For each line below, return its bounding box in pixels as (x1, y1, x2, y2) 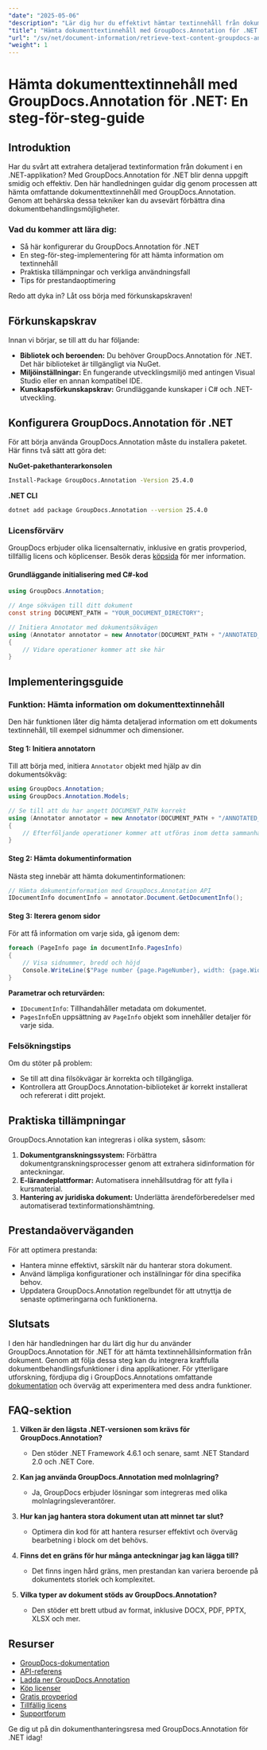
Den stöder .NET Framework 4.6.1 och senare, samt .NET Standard (31, 1449, 250, 1458)
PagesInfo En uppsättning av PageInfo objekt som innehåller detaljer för (19, 1011, 252, 1022)
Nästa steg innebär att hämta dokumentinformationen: (8, 871, 186, 881)
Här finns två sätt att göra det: (8, 446, 107, 456)
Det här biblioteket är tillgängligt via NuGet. (19, 359, 161, 369)
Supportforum (19, 1709, 66, 1718)
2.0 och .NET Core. (31, 1457, 95, 1467)
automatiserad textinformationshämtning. (19, 1201, 155, 1210)
